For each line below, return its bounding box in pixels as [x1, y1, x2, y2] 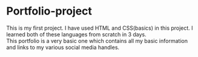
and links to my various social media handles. [6, 44, 120, 51]
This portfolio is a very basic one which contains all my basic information [6, 37, 188, 44]
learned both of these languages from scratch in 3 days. [6, 30, 147, 38]
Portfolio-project [6, 4, 93, 18]
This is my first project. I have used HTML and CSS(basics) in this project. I [6, 24, 193, 32]
